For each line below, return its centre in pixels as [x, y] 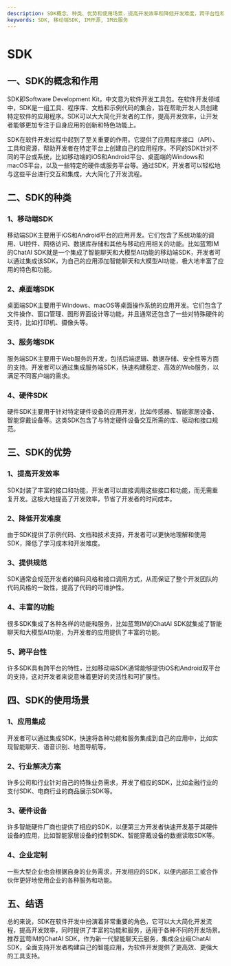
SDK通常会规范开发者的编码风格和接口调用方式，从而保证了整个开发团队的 [113, 579]
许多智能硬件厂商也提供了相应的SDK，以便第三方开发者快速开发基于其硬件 [113, 827]
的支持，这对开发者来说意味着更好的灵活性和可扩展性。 [85, 676]
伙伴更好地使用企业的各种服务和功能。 [61, 880]
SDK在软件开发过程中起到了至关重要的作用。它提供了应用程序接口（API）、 [113, 139]
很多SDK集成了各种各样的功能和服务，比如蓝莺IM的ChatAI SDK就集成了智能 [114, 623]
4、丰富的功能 [31, 607]
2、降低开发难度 [34, 518]
